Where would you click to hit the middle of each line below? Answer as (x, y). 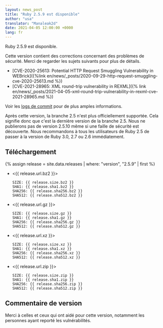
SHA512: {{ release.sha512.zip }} (47, 288)
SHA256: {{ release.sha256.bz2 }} (47, 191)
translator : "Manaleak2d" (31, 23)
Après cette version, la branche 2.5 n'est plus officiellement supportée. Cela (82, 116)
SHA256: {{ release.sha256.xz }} (46, 253)
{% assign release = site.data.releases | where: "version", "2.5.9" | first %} (80, 164)
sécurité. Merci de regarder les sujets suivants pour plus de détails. (73, 61)
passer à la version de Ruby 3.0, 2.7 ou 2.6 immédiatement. (65, 137)
